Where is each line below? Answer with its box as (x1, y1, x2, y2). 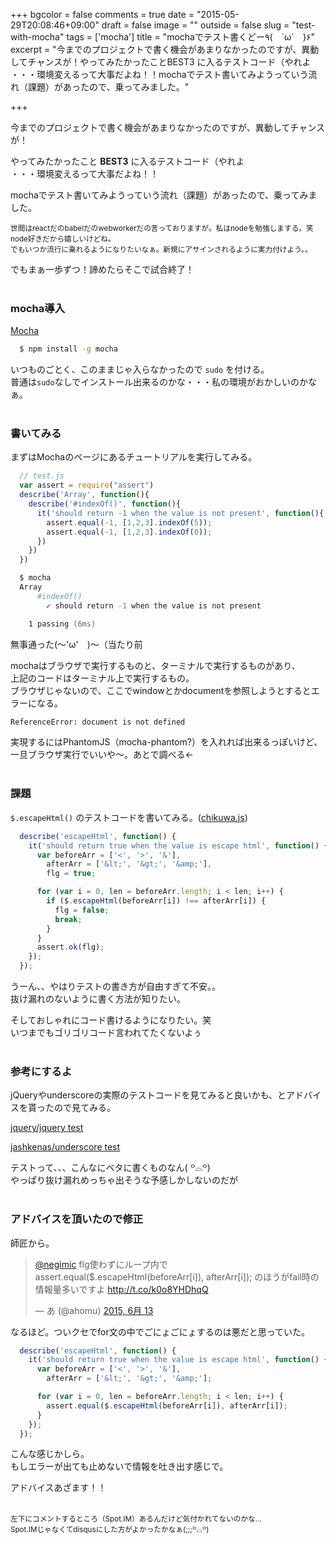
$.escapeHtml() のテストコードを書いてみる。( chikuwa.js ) (10, 811, 248, 823)
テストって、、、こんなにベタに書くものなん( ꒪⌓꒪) (10, 1162, 211, 1174)
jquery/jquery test (10, 1122, 84, 1134)
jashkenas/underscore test (10, 1141, 121, 1153)
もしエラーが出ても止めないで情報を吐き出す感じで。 (10, 1460, 229, 1473)
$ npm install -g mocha (19, 344, 118, 354)
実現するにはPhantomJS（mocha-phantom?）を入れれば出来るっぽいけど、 (10, 736, 323, 748)
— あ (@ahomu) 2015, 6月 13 (34, 1304, 154, 1316)
